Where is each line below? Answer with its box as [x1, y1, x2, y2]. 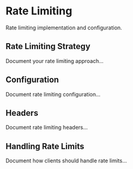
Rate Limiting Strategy [5, 41, 90, 52]
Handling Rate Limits [5, 141, 84, 151]
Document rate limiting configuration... [5, 90, 101, 98]
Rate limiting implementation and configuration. [5, 24, 122, 31]
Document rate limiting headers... [5, 124, 88, 131]
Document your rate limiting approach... [5, 57, 104, 64]
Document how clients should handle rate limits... [5, 157, 127, 164]
